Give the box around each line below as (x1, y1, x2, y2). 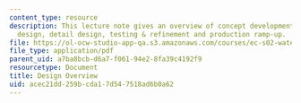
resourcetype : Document (9, 64, 99, 73)
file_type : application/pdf (9, 47, 115, 56)
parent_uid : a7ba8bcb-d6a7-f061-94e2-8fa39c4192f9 (9, 55, 202, 64)
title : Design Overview (9, 72, 99, 81)
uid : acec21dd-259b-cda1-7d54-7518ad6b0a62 (9, 80, 175, 89)
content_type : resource (9, 13, 99, 22)
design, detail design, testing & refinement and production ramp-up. (17, 30, 287, 39)
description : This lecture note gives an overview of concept (9, 21, 246, 30)
